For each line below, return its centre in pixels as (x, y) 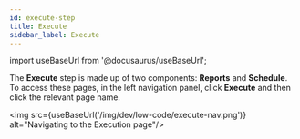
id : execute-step (42, 18)
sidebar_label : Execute (55, 35)
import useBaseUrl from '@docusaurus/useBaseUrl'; (108, 61)
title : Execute (38, 26)
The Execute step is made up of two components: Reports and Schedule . (149, 78)
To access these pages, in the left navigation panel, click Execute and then (150, 88)
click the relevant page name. (65, 97)
